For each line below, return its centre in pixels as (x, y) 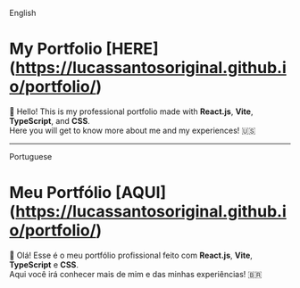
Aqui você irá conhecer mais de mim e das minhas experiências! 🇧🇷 (136, 274)
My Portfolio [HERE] (84, 49)
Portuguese (31, 156)
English (23, 13)
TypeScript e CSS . (44, 264)
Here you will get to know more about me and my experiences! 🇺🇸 (133, 130)
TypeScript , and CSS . (50, 120)
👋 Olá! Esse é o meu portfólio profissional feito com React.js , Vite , (131, 255)
